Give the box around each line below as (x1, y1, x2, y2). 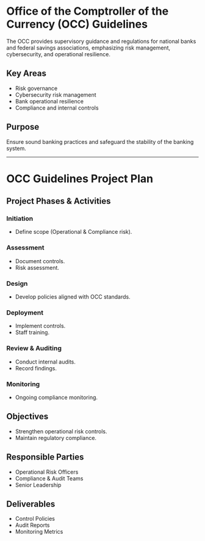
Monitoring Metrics (15, 528, 63, 535)
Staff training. (15, 329, 50, 336)
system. (6, 144, 26, 152)
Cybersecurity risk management (15, 91, 96, 99)
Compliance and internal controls (15, 104, 99, 111)
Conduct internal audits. (15, 358, 76, 365)
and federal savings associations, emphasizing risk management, (6, 44, 171, 51)
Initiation (6, 214, 34, 223)
